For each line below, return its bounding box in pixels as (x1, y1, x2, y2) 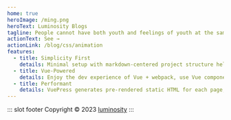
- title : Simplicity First (13, 55, 91, 62)
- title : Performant (13, 80, 72, 87)
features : (7, 49, 36, 56)
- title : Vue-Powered (13, 67, 76, 74)
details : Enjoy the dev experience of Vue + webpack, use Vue (19, 73, 201, 81)
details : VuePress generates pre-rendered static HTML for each (19, 86, 208, 93)
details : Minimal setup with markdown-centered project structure (19, 61, 214, 68)
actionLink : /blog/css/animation (7, 42, 103, 49)
